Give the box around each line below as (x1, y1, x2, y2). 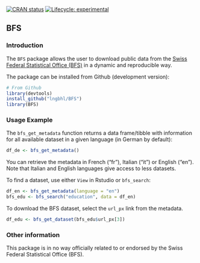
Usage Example (6, 116, 53, 124)
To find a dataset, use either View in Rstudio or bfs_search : (6, 177, 151, 184)
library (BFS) (6, 101, 39, 108)
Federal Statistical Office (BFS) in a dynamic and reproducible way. (6, 61, 172, 69)
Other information (6, 230, 60, 239)
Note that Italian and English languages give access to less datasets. (6, 165, 177, 172)
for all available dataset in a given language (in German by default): (6, 136, 173, 143)
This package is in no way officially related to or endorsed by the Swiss (6, 244, 183, 252)
